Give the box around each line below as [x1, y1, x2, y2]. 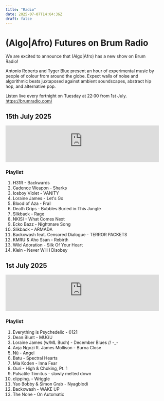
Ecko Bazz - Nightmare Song [12, 221, 71, 227]
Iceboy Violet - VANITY [12, 190, 59, 196]
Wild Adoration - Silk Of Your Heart [12, 242, 83, 248]
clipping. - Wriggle [12, 376, 50, 381]
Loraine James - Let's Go [12, 196, 64, 201]
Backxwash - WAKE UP [12, 386, 60, 392]
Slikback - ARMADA [12, 226, 53, 232]
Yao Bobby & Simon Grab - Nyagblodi [12, 381, 88, 387]
